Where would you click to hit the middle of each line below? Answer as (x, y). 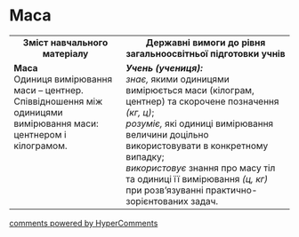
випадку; (145, 156)
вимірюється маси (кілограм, (190, 90)
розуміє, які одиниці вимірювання (200, 123)
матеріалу (65, 53)
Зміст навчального (65, 43)
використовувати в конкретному (197, 146)
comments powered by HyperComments (84, 223)
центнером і (40, 134)
